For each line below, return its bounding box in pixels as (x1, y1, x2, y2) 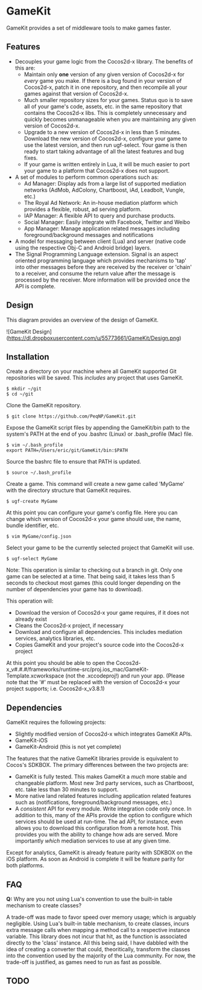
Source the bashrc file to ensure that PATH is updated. (6, 458, 142, 465)
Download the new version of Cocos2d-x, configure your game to (24, 135, 188, 142)
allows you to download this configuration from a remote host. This (14, 824, 182, 832)
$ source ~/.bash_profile (6, 470, 71, 476)
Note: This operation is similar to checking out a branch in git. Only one (6, 566, 183, 574)
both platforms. (6, 862, 45, 869)
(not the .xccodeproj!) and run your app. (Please (65, 672, 185, 679)
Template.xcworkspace (6, 672, 65, 679)
